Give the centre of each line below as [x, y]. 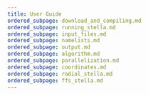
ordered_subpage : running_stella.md [62, 27]
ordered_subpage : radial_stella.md [60, 74]
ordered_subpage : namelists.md [54, 41]
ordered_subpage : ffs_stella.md [55, 80]
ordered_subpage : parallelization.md [63, 61]
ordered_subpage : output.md [49, 47]
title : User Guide [35, 14]
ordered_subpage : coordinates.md [57, 67]
